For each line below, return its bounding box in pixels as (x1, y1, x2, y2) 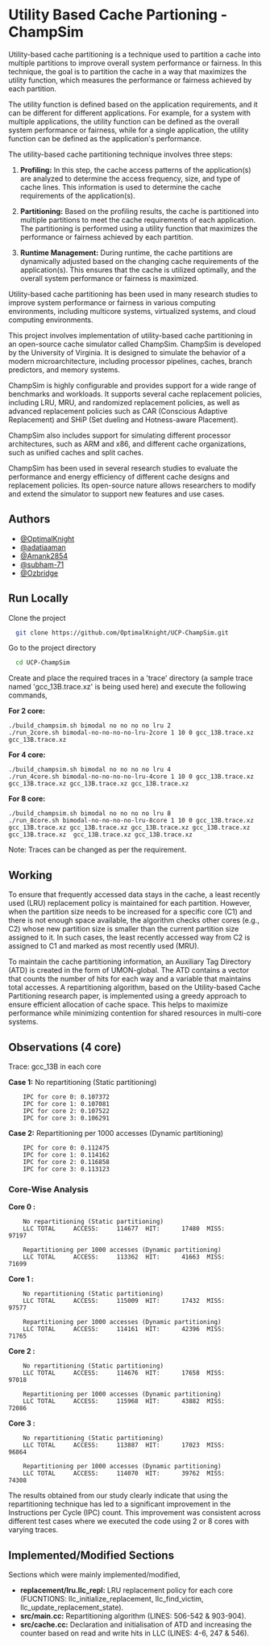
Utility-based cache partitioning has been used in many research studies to (8, 289, 258, 299)
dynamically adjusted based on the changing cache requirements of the (19, 256, 260, 266)
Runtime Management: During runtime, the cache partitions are (19, 248, 234, 258)
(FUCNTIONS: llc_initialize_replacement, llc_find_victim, (19, 1594, 204, 1604)
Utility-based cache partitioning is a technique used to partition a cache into (8, 49, 261, 59)
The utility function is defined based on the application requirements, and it (8, 99, 258, 109)
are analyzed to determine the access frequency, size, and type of (19, 174, 241, 183)
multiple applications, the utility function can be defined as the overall (8, 116, 239, 126)
